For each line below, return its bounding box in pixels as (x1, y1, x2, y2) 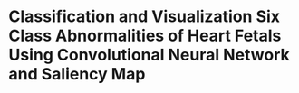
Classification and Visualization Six (8, 6, 281, 27)
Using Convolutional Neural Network (8, 45, 291, 65)
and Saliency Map (8, 64, 146, 85)
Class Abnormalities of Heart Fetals (8, 25, 282, 46)
